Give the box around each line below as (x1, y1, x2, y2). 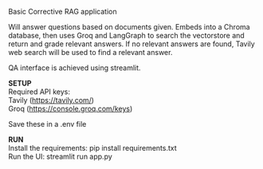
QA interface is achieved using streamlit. (8, 63, 141, 73)
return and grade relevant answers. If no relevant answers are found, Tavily (8, 39, 255, 49)
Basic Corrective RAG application (8, 7, 117, 16)
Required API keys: (8, 87, 70, 96)
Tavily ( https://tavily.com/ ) (8, 96, 94, 104)
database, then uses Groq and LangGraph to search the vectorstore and (8, 31, 245, 40)
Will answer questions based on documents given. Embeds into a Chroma (8, 22, 250, 31)
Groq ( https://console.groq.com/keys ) (8, 104, 133, 113)
